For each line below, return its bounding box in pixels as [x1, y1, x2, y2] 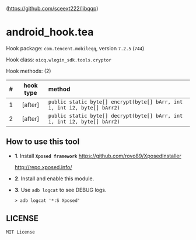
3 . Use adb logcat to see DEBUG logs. [14, 186, 107, 193]
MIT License [6, 229, 35, 235]
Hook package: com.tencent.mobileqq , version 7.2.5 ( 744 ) [6, 44, 145, 52]
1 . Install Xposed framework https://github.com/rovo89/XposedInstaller [14, 152, 182, 159]
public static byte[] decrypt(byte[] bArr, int [48, 112, 183, 119]
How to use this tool [6, 137, 80, 147]
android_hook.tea [6, 26, 94, 39]
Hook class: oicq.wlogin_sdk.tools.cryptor [6, 56, 112, 63]
